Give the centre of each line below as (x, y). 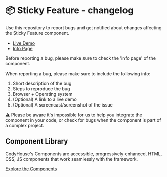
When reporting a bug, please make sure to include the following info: (78, 73)
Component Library (37, 141)
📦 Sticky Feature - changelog (69, 10)
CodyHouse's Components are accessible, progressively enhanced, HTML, (84, 154)
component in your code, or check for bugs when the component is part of (83, 120)
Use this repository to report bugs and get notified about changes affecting (83, 28)
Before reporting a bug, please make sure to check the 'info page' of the (80, 58)
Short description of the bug (42, 83)
